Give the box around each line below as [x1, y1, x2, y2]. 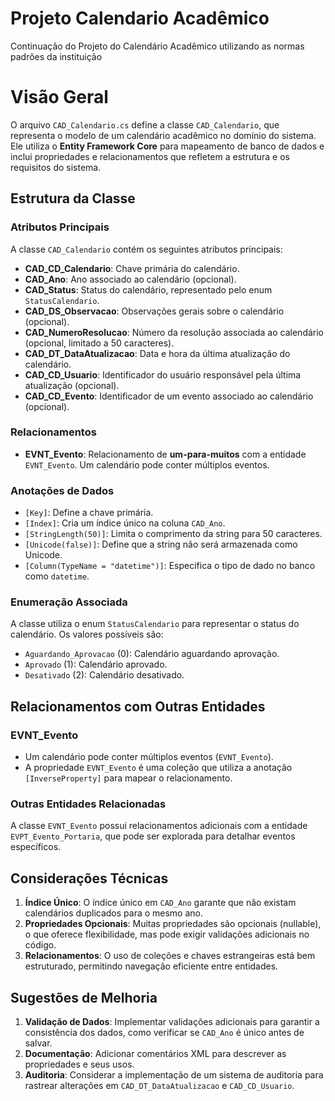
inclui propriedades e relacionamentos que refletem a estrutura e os [10, 150, 291, 162]
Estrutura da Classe [10, 190, 136, 207]
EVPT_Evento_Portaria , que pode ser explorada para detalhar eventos [10, 830, 296, 842]
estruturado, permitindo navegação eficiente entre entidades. [24, 960, 279, 972]
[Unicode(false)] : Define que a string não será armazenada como [24, 538, 298, 551]
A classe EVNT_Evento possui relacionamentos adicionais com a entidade [10, 820, 308, 832]
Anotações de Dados [10, 483, 115, 497]
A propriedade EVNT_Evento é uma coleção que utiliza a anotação [24, 762, 293, 774]
